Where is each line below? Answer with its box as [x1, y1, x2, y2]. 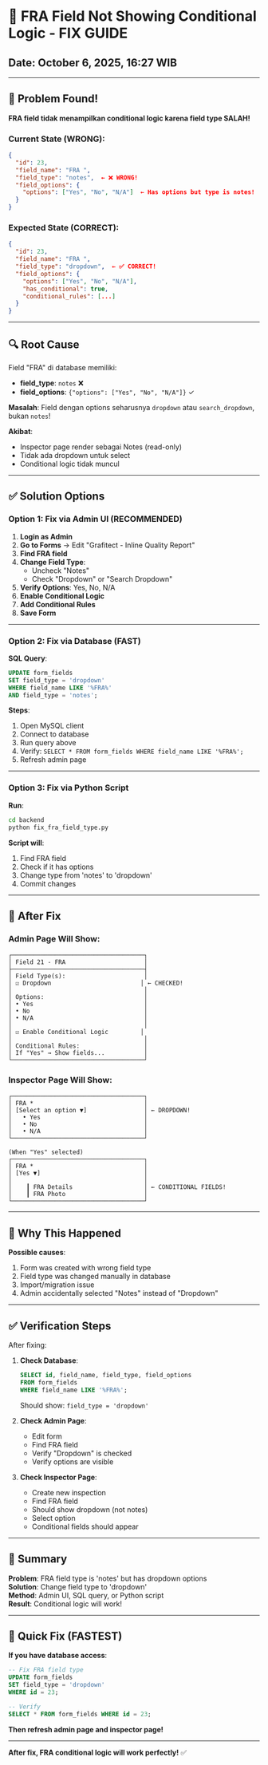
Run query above [19, 738, 77, 748]
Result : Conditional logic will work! [8, 1599, 122, 1609]
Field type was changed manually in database [19, 1272, 171, 1281]
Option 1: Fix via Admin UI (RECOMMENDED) [8, 514, 183, 525]
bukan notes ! [8, 411, 51, 421]
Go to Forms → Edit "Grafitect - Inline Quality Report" [19, 540, 195, 550]
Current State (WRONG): [8, 133, 105, 144]
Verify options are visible [31, 1456, 114, 1467]
